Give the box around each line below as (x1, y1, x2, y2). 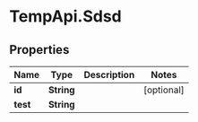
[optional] (142, 83, 185, 96)
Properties (9, 42, 70, 57)
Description (83, 69, 135, 81)
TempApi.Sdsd (9, 6, 123, 27)
